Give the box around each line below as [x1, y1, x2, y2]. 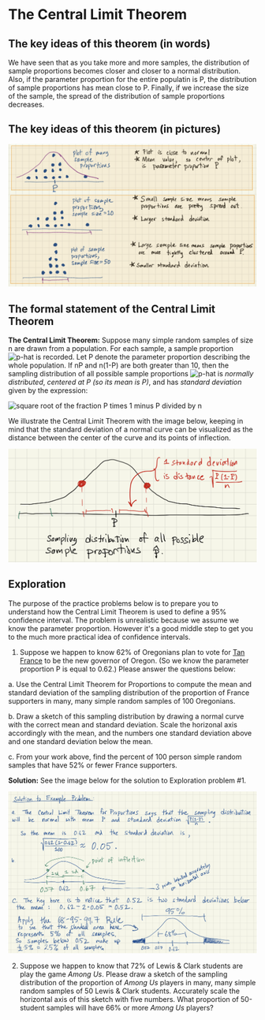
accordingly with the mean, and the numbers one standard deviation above [8, 728, 252, 738]
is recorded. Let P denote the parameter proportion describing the [35, 353, 251, 362]
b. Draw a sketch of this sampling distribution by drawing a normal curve [8, 712, 244, 721]
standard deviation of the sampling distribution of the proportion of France [8, 688, 250, 697]
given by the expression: [8, 386, 88, 395]
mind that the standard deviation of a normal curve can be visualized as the [8, 424, 254, 435]
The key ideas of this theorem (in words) [8, 37, 211, 50]
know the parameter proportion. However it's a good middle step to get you [8, 623, 254, 633]
